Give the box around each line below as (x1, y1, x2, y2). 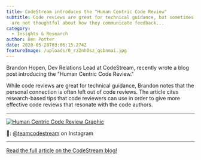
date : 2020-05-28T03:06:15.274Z (6, 42, 87, 48)
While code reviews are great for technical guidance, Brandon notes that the (6, 82, 194, 89)
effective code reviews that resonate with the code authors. (6, 101, 153, 108)
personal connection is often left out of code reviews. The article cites (6, 88, 179, 96)
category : (6, 25, 31, 32)
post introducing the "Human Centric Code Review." (6, 70, 135, 78)
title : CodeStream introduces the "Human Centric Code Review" (6, 8, 167, 15)
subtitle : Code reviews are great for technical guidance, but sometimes (6, 14, 194, 20)
